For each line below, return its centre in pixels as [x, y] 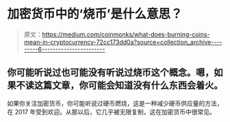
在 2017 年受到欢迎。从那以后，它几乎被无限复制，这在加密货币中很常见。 [111, 112]
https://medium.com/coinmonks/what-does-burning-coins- [126, 34]
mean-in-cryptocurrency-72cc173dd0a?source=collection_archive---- [123, 42]
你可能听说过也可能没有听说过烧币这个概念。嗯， [111, 73]
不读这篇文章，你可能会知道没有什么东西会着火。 [119, 85]
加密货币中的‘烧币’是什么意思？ [95, 14]
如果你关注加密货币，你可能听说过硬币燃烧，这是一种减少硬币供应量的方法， [115, 103]
